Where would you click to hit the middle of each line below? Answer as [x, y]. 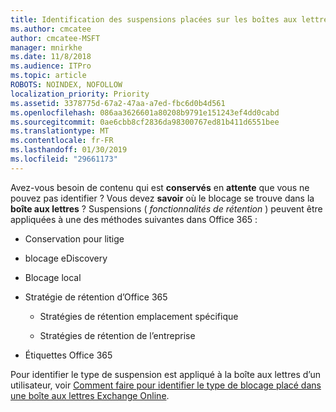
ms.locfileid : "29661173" [64, 159]
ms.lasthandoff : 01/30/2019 [69, 150]
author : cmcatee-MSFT [55, 38]
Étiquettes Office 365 [68, 355]
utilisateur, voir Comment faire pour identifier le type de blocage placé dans [166, 385]
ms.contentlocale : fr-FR [62, 141]
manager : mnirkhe [46, 47]
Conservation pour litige [74, 238]
